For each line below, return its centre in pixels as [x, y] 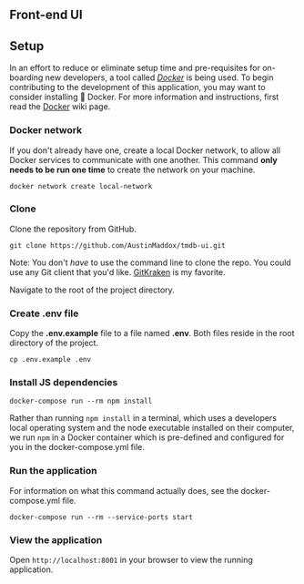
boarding [26, 77]
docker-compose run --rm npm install [81, 401]
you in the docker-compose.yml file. [77, 447]
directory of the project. [54, 343]
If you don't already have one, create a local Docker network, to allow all [145, 150]
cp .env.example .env [51, 360]
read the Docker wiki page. [60, 107]
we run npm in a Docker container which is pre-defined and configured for [147, 437]
